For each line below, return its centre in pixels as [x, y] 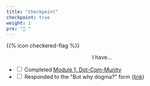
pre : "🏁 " [19, 29]
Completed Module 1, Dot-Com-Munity [73, 70]
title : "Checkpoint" [32, 12]
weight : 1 [19, 23]
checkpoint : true [28, 17]
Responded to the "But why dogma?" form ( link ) [84, 77]
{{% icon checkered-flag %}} [43, 46]
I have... [102, 57]
